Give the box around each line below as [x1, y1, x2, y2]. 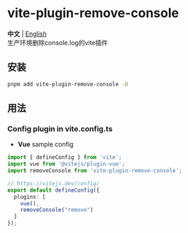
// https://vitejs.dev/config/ [7, 180, 100, 187]
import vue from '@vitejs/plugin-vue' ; [7, 160, 126, 168]
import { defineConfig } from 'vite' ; [7, 154, 122, 161]
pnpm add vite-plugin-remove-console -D [7, 81, 129, 88]
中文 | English [7, 29, 48, 38]
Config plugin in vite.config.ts [7, 123, 113, 133]
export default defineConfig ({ [7, 187, 100, 194]
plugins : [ [13, 193, 46, 200]
